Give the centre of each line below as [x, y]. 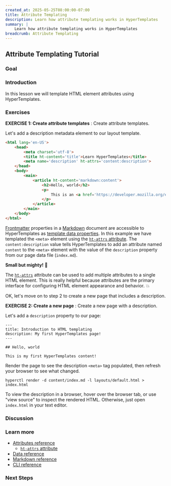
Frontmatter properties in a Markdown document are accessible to [75, 228]
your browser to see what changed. [42, 371]
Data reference [28, 454]
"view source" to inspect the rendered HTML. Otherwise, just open [75, 399]
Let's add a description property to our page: [53, 315]
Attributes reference [34, 443]
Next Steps [19, 478]
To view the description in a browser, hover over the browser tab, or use [81, 394]
